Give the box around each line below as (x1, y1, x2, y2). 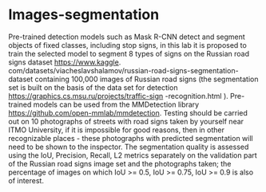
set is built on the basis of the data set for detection (8, 82, 178, 92)
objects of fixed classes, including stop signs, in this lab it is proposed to (8, 40, 248, 49)
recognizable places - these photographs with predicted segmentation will (8, 133, 253, 143)
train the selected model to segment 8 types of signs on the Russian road (8, 49, 250, 58)
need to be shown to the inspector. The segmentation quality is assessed (8, 142, 249, 151)
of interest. (8, 175, 44, 185)
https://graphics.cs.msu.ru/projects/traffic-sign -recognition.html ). (8, 91, 229, 100)
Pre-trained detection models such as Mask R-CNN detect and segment (8, 32, 245, 41)
